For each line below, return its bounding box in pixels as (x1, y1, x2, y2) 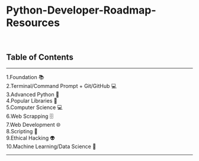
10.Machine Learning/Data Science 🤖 (6, 143, 97, 150)
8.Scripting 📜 (6, 128, 38, 134)
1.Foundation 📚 (6, 74, 44, 80)
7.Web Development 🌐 (6, 121, 61, 128)
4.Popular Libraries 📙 (6, 97, 57, 104)
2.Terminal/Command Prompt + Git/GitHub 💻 (6, 83, 117, 89)
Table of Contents (6, 52, 74, 62)
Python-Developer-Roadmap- (6, 4, 156, 17)
